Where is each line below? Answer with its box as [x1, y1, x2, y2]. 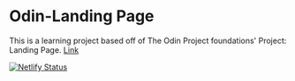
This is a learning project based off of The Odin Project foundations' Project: [9, 35, 287, 46]
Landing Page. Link [9, 44, 79, 55]
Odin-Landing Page [9, 6, 155, 26]
